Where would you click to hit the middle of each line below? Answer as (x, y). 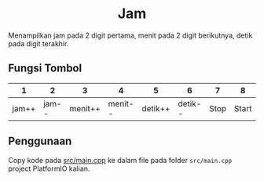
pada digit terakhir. (38, 43)
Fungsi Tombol (45, 69)
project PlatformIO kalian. (49, 168)
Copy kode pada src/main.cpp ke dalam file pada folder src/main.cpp (120, 160)
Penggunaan (40, 141)
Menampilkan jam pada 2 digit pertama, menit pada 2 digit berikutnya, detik (130, 35)
